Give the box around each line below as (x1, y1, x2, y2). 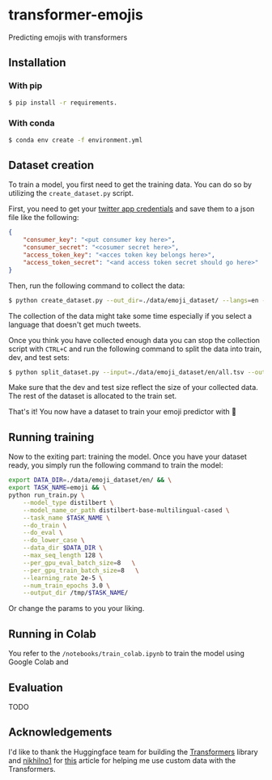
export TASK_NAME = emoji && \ (8, 484, 107, 492)
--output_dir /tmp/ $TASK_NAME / (23, 589, 129, 597)
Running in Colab (8, 627, 97, 641)
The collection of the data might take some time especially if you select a (8, 311, 253, 320)
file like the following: (8, 213, 79, 223)
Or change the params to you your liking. (8, 604, 145, 613)
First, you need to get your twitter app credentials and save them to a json (8, 204, 255, 214)
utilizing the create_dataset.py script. (8, 189, 134, 198)
